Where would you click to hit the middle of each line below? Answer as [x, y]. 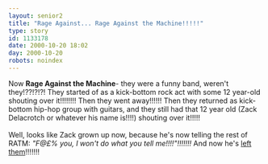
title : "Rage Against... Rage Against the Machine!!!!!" [106, 23]
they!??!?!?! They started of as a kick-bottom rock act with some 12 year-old [134, 92]
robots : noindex [36, 61]
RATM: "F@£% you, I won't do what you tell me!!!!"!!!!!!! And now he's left [130, 143]
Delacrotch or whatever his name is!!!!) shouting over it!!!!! [104, 117]
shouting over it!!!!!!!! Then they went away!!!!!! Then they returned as [123, 100]
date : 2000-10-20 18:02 [48, 46]
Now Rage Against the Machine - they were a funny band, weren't [119, 83]
